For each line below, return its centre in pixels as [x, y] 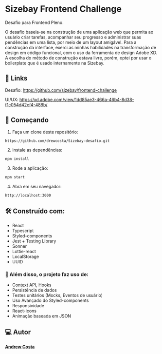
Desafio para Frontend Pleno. [35, 22]
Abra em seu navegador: [37, 187]
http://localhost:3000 [28, 196]
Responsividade [28, 306]
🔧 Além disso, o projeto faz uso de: [47, 274]
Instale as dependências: [37, 150]
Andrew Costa [20, 347]
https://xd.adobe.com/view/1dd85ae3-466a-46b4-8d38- [77, 99]
